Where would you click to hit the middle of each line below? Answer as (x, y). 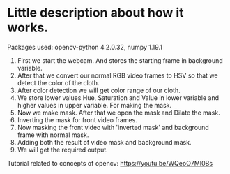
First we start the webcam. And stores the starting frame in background (120, 60)
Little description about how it (95, 13)
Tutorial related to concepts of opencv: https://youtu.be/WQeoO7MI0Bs (110, 163)
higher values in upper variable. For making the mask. (94, 105)
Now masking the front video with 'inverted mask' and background (113, 127)
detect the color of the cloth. (58, 82)
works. (28, 28)
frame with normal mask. (53, 135)
